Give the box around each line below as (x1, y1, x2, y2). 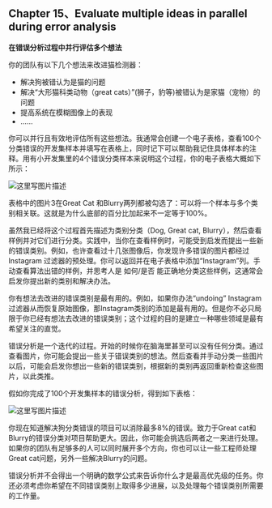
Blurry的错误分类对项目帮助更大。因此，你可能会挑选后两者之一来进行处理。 (8, 433, 263, 442)
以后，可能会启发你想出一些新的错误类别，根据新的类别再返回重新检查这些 (8, 361, 257, 370)
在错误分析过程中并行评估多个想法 (8, 42, 122, 52)
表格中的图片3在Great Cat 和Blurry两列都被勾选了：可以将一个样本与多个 (8, 198, 252, 207)
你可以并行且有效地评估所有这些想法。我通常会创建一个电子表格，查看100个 (8, 133, 261, 143)
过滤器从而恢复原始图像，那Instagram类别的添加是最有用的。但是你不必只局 (8, 303, 261, 313)
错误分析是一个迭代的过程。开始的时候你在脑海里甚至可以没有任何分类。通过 (8, 340, 264, 350)
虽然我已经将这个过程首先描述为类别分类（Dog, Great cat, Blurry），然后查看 (8, 225, 262, 235)
